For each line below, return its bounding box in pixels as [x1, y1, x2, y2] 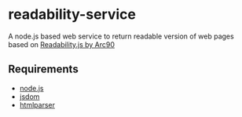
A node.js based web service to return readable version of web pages [8, 31, 234, 41]
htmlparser [19, 100, 55, 109]
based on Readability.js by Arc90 [8, 39, 115, 49]
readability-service [8, 5, 136, 24]
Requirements [8, 63, 79, 76]
